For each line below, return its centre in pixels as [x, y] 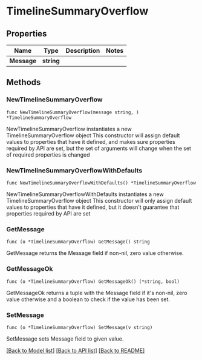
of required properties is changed [48, 155]
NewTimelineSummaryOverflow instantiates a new [69, 129]
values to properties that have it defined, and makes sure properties [91, 141]
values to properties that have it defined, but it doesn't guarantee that [93, 207]
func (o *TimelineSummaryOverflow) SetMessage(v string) [80, 327]
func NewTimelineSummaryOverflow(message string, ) [73, 112]
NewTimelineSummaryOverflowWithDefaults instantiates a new [85, 194]
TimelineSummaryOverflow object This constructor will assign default [93, 135]
